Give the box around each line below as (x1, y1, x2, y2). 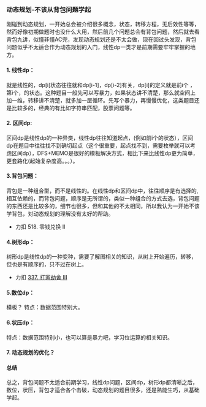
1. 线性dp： (6, 66, 35, 74)
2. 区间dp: (6, 120, 32, 127)
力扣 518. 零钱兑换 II (15, 223, 66, 230)
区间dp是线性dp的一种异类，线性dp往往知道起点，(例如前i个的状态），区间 (6, 134, 193, 142)
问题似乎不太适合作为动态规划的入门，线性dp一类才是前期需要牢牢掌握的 (6, 44, 191, 51)
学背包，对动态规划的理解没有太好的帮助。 (6, 210, 114, 217)
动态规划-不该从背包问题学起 (6, 5, 91, 13)
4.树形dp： (6, 238, 35, 246)
